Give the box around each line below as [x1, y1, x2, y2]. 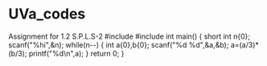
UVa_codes [8, 5, 86, 23]
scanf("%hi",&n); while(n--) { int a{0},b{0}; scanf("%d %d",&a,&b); [8, 39, 229, 49]
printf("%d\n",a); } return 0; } [28, 48, 125, 58]
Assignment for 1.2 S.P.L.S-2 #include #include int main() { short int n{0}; [8, 31, 251, 41]
